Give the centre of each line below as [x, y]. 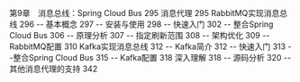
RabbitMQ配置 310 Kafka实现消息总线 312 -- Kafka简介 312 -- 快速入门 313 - [150, 46]
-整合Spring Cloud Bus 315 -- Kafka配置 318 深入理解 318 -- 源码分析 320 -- [150, 57]
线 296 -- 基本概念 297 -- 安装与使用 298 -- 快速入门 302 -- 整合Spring [141, 24]
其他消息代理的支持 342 [54, 69]
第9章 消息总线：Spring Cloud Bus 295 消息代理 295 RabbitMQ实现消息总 [149, 13]
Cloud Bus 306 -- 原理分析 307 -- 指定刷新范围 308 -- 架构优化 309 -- [140, 35]
